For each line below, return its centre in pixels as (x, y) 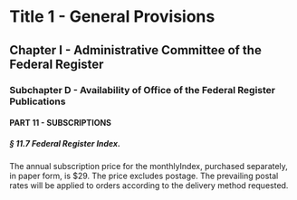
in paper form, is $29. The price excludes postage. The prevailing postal (144, 176)
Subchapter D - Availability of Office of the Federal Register (143, 90)
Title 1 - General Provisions (112, 17)
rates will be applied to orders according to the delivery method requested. (149, 186)
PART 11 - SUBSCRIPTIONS (60, 123)
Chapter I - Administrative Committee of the (136, 50)
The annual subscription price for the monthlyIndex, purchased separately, (148, 167)
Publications (38, 101)
